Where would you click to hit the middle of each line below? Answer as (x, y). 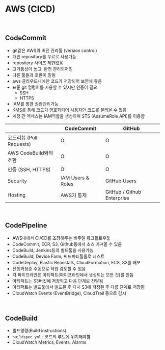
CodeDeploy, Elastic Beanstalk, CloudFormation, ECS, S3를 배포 (76, 262)
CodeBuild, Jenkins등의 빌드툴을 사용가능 (53, 250)
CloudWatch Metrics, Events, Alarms (49, 342)
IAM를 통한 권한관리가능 (35, 103)
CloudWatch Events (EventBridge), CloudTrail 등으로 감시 (69, 293)
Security (17, 181)
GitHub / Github (123, 192)
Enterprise (117, 198)
